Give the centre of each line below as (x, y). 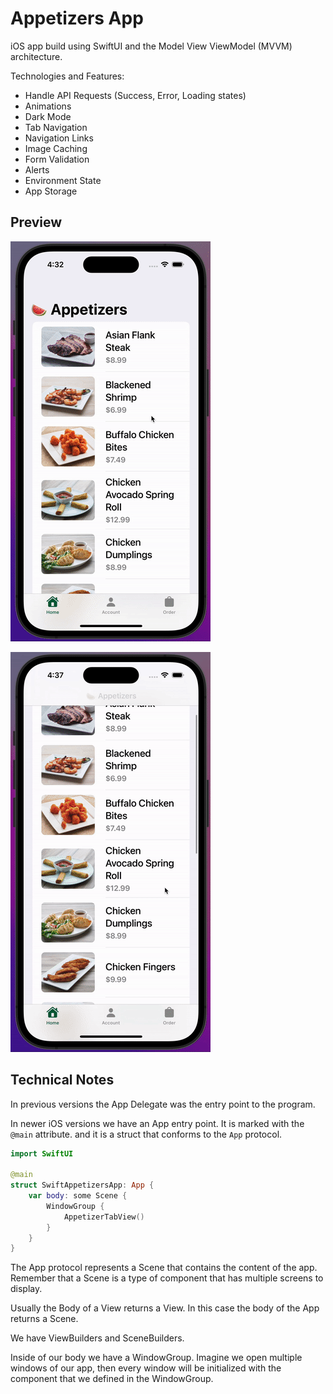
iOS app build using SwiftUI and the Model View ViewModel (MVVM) (151, 46)
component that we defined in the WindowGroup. (112, 1379)
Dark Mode (48, 116)
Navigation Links (59, 138)
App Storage (51, 191)
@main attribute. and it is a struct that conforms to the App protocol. (146, 1134)
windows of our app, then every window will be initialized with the (146, 1368)
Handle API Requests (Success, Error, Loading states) (135, 95)
